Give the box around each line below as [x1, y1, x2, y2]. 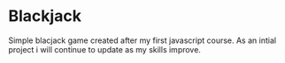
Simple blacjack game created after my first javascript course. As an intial [8, 35, 276, 45]
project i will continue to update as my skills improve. [8, 44, 201, 54]
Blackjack [8, 6, 81, 26]
